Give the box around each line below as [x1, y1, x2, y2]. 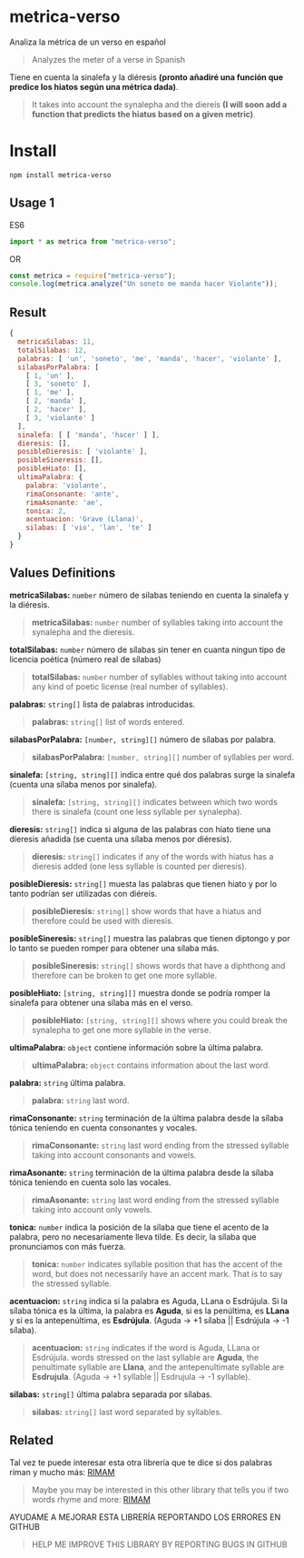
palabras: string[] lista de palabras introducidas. [9, 699, 196, 709]
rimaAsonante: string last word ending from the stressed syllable [31, 1194, 279, 1205]
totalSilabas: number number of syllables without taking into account [31, 671, 288, 682]
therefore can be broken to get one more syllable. [31, 970, 218, 980]
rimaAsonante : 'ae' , [25, 498, 103, 507]
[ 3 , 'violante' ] [25, 413, 95, 422]
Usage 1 [9, 196, 55, 211]
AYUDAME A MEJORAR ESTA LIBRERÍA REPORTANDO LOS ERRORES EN [9, 1512, 281, 1523]
